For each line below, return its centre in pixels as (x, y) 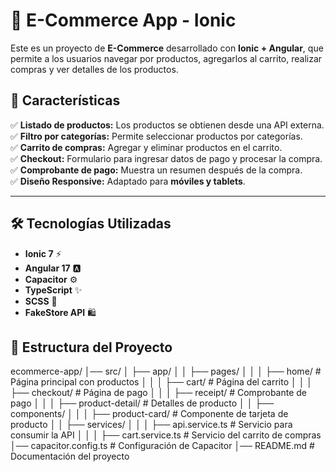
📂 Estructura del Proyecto (91, 347)
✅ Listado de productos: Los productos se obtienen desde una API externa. (167, 125)
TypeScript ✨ (53, 290)
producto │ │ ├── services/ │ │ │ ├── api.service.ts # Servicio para (151, 425)
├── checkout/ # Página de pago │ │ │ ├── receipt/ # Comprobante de (159, 393)
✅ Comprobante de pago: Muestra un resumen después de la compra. (156, 170)
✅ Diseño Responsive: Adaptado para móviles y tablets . (128, 181)
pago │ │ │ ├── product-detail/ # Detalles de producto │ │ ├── (142, 403)
